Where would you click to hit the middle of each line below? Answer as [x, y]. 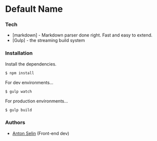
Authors [15, 123]
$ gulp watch [19, 91]
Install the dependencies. [31, 64]
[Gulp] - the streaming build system [49, 40]
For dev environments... [29, 82]
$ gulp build [19, 110]
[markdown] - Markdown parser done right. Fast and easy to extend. [82, 35]
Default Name [34, 9]
